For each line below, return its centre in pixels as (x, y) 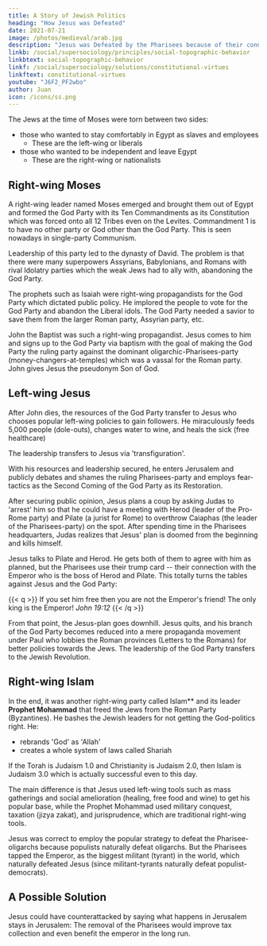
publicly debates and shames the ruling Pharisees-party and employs (122, 477)
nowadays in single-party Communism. (72, 238)
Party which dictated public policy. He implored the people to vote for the (128, 303)
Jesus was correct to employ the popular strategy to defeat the (112, 838)
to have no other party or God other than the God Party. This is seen (120, 230)
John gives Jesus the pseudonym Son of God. (84, 369)
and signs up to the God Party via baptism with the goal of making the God (130, 343)
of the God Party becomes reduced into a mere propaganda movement (124, 631)
